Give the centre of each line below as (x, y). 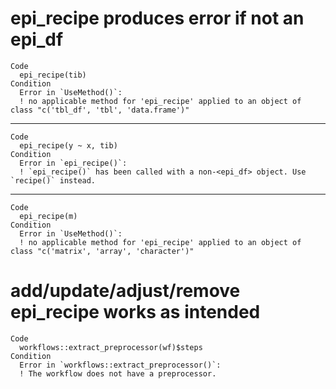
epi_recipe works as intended (135, 312)
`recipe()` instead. (53, 180)
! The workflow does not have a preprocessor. (118, 373)
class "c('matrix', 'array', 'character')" (102, 251)
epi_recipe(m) (48, 216)
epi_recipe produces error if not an (157, 18)
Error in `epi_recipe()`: (73, 163)
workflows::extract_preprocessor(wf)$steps (111, 347)
